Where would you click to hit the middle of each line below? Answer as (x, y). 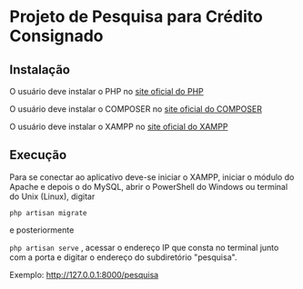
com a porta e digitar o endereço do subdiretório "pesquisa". (123, 257)
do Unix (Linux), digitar (52, 196)
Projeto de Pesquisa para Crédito (136, 17)
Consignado (56, 36)
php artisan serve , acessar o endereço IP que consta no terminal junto (144, 247)
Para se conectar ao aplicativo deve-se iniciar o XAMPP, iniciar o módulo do (152, 177)
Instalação (40, 70)
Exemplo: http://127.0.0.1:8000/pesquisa (84, 274)
